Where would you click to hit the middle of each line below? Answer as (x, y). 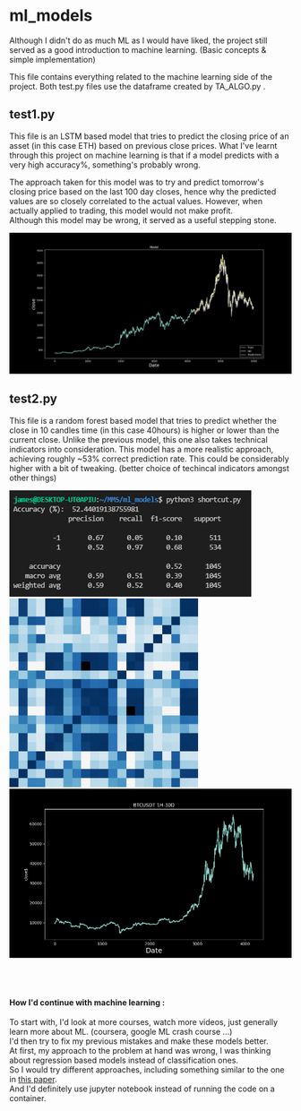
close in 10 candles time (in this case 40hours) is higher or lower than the (144, 430)
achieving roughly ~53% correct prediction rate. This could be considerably (149, 459)
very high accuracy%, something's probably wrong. (105, 164)
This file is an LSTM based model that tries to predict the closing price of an (149, 136)
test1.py (32, 114)
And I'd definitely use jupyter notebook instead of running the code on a (142, 1089)
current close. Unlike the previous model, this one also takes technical (139, 439)
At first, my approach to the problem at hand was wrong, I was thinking (140, 1051)
